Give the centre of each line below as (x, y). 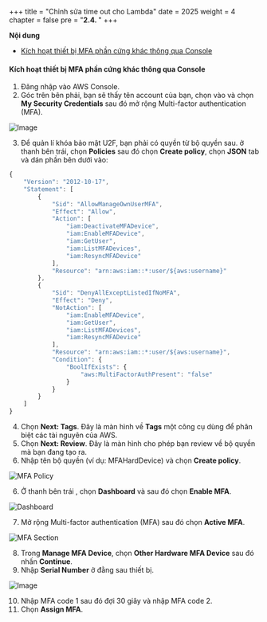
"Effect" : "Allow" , (84, 211)
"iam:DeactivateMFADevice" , (112, 226)
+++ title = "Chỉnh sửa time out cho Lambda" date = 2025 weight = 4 (122, 12)
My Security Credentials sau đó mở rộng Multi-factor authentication (133, 104)
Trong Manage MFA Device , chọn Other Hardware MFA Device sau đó (137, 554)
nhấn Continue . (46, 561)
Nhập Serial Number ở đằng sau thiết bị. (87, 570)
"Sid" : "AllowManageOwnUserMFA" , (107, 204)
